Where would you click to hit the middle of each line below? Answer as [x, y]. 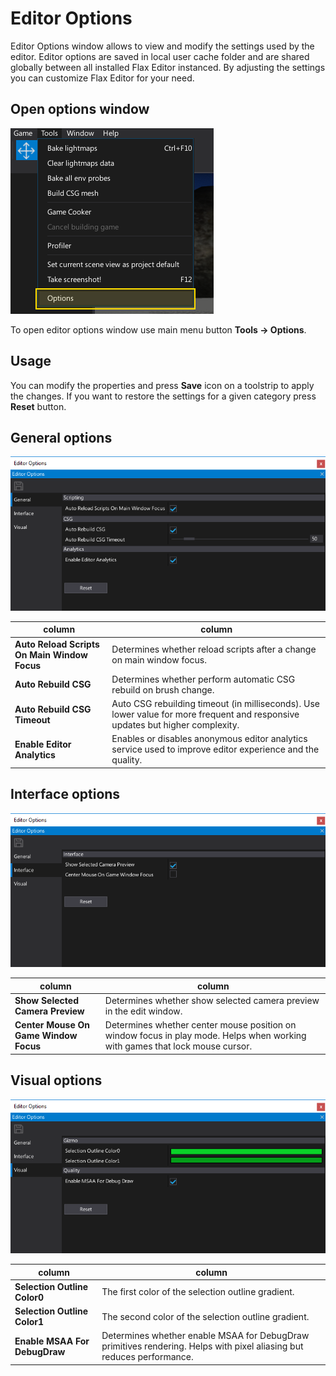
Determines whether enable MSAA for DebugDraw [205, 1336]
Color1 [29, 1322]
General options [61, 437]
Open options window [80, 109]
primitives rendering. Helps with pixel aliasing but [202, 1346]
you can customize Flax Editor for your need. [102, 78]
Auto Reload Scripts [57, 644]
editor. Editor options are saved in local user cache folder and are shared [160, 56]
